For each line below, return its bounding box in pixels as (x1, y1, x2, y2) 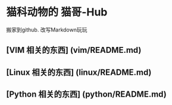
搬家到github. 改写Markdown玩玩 (6, 26, 87, 33)
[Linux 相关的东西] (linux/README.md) (6, 67, 152, 77)
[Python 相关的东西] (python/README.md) (6, 90, 167, 100)
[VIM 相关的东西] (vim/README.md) (6, 45, 142, 55)
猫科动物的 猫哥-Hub (6, 5, 108, 19)
